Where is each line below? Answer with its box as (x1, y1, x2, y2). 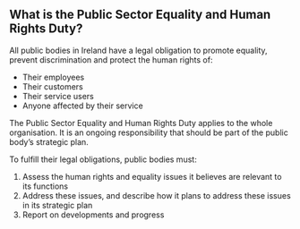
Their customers (21, 81, 83, 92)
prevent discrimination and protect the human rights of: (9, 54, 213, 65)
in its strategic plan (21, 199, 93, 210)
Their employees (21, 72, 85, 82)
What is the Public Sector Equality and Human (9, 7, 271, 22)
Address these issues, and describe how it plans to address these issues (21, 190, 291, 200)
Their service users (21, 90, 94, 101)
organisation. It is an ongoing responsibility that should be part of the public (9, 127, 288, 138)
